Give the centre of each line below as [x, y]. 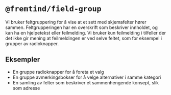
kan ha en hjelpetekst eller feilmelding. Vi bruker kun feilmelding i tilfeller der [86, 33]
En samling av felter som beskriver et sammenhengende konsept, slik [86, 82]
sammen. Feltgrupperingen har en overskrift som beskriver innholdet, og [82, 27]
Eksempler [23, 60]
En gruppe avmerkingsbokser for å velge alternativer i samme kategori [87, 77]
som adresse [26, 88]
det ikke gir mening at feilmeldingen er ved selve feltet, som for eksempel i [84, 38]
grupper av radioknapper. [32, 43]
